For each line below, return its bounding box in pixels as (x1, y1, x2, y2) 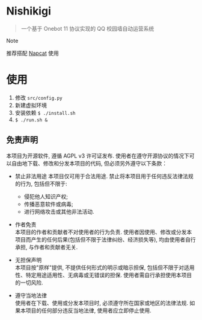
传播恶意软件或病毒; (23, 200, 73, 208)
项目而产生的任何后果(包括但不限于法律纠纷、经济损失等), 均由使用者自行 (14, 235, 196, 243)
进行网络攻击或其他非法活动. (23, 208, 94, 215)
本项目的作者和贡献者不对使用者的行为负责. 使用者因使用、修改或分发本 (14, 228, 192, 235)
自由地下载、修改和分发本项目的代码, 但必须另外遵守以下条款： (11, 159, 167, 167)
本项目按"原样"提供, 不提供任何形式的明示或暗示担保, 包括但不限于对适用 (14, 264, 195, 271)
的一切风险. (14, 279, 43, 286)
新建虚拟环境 (14, 101, 47, 109)
